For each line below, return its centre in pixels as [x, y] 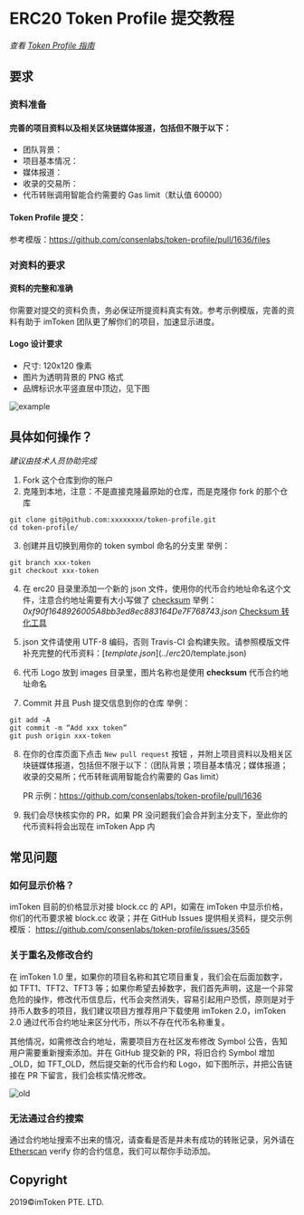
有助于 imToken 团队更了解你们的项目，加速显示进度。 [118, 321]
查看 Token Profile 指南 [52, 45]
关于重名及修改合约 [51, 955]
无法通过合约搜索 [47, 1118]
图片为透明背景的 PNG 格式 [73, 377]
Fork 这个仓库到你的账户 [68, 480]
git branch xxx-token [50, 562]
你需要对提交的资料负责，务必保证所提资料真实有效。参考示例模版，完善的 [148, 310]
